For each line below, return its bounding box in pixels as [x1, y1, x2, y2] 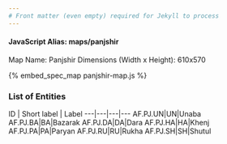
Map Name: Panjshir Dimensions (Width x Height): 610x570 [8, 54, 207, 65]
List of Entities [8, 91, 66, 102]
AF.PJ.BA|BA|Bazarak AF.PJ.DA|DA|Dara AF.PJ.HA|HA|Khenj [8, 118, 210, 128]
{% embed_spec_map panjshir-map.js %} [8, 70, 148, 80]
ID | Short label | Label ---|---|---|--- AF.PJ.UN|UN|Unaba [8, 109, 201, 119]
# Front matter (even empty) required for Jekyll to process [8, 11, 220, 20]
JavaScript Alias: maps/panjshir [8, 37, 119, 47]
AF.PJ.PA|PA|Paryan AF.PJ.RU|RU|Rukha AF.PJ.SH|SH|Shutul [8, 126, 212, 136]
